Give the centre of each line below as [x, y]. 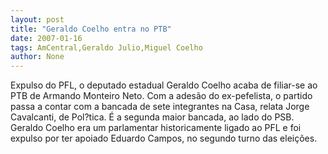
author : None [37, 57]
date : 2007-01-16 [46, 38]
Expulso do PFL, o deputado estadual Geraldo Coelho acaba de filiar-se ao [164, 85]
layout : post [37, 19]
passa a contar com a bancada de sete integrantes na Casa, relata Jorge [160, 107]
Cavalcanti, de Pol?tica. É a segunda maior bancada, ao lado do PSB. [152, 117]
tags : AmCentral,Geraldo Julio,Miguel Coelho [106, 47]
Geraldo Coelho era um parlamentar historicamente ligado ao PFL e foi [156, 128]
